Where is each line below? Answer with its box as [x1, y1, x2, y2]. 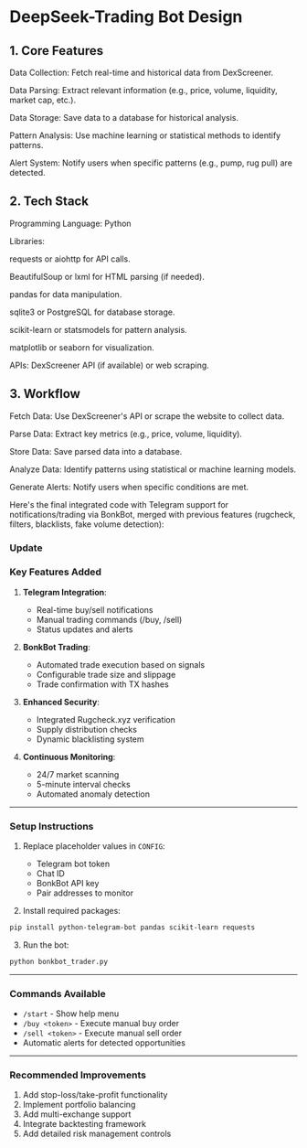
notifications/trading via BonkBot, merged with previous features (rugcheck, [9, 509, 296, 520]
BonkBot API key [36, 878, 100, 889]
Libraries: [9, 235, 46, 246]
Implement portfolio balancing [22, 1100, 136, 1110]
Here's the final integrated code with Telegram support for [9, 499, 229, 510]
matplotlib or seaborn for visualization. [9, 341, 154, 353]
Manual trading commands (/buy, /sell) [36, 614, 183, 625]
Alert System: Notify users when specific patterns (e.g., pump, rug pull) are [9, 157, 292, 168]
